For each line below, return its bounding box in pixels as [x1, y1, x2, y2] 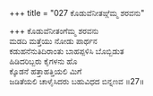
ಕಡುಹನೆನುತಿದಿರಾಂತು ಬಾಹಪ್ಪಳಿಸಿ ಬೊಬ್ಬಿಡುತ [9, 46, 124, 57]
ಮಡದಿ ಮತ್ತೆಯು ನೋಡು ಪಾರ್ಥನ [9, 36, 98, 46]
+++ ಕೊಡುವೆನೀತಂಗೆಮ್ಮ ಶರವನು [9, 26, 99, 36]
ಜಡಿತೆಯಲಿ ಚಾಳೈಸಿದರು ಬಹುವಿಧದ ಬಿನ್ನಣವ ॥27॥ [9, 76, 145, 86]
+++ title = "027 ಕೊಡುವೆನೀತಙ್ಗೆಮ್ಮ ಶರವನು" [9, 8, 145, 18]
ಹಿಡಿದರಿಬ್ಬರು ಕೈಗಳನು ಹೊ [9, 56, 78, 66]
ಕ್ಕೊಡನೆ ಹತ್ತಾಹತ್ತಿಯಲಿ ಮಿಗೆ [9, 66, 82, 76]
